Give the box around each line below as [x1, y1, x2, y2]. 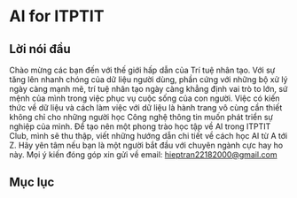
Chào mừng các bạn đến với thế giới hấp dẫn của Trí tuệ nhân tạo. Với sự [9, 65, 276, 75]
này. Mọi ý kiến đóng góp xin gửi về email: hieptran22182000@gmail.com [9, 149, 277, 160]
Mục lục [9, 175, 55, 190]
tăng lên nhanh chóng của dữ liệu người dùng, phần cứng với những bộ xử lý [9, 74, 288, 85]
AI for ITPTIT [9, 6, 105, 27]
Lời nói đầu [9, 42, 71, 57]
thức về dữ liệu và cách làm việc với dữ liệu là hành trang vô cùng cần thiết [9, 103, 283, 112]
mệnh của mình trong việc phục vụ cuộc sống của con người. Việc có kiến [9, 93, 281, 103]
